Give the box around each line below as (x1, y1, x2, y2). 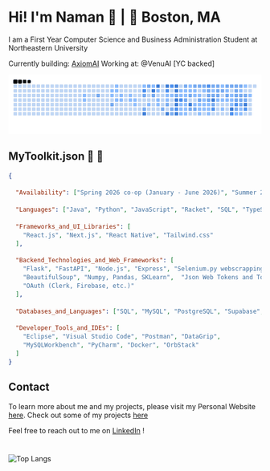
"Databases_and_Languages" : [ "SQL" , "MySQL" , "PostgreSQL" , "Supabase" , (15, 307, 264, 315)
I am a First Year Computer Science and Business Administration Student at (8, 35, 258, 44)
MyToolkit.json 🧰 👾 (8, 149, 104, 164)
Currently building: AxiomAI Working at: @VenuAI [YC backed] (8, 59, 215, 68)
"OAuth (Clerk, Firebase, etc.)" (22, 282, 135, 290)
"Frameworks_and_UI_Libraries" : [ (15, 222, 131, 230)
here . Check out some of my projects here (8, 410, 149, 420)
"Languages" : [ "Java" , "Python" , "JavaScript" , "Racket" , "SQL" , (15, 205, 239, 214)
